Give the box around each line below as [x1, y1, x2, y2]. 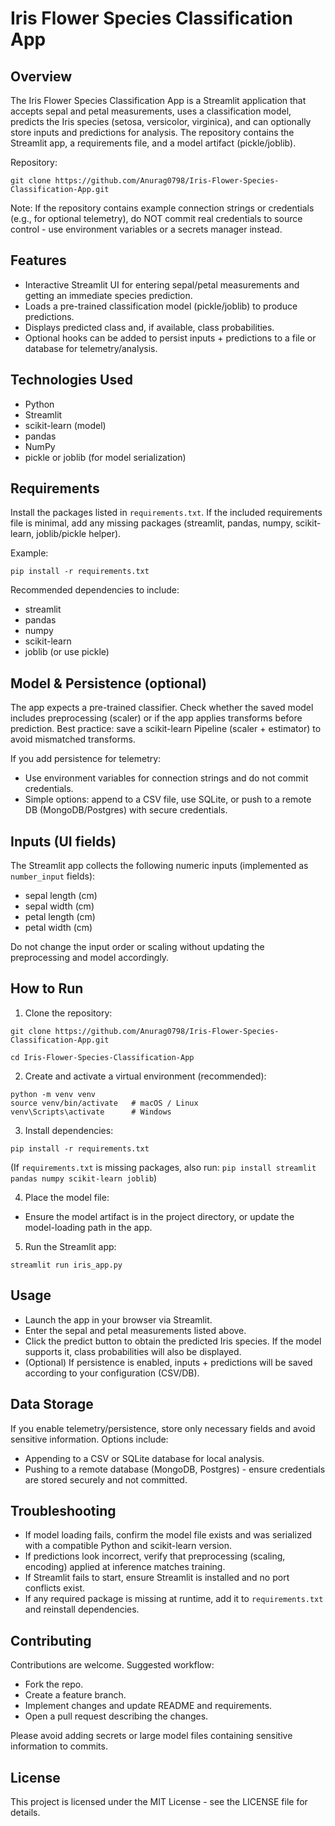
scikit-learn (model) [24, 419, 107, 431]
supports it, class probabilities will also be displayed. [24, 1345, 242, 1357]
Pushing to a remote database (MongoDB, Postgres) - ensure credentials [24, 1463, 326, 1475]
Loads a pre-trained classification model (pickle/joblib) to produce [24, 300, 298, 312]
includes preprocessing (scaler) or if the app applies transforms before [10, 712, 303, 724]
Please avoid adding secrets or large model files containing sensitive [10, 1730, 293, 1742]
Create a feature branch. [24, 1689, 127, 1701]
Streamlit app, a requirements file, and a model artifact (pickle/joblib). [10, 137, 297, 149]
